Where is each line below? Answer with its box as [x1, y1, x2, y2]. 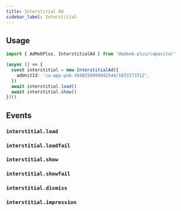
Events [6, 110, 32, 120]
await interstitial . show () [11, 89, 77, 95]
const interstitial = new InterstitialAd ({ [11, 67, 119, 73]
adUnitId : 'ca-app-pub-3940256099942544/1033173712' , [16, 72, 150, 78]
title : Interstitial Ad [6, 8, 64, 15]
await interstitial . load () [11, 83, 77, 89]
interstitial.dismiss [6, 185, 68, 192]
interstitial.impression [6, 199, 77, 206]
